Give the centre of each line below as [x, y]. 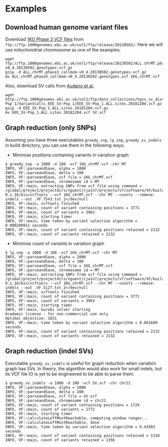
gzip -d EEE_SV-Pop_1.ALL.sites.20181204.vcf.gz [57, 108]
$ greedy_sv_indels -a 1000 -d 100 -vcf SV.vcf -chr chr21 [68, 383]
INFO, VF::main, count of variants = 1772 [50, 409]
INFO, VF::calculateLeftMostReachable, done [52, 422]
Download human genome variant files [67, 27]
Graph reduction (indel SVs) [49, 351]
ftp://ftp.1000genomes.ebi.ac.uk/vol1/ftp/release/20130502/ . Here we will [84, 45]
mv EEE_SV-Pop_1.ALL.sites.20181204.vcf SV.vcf [56, 113]
